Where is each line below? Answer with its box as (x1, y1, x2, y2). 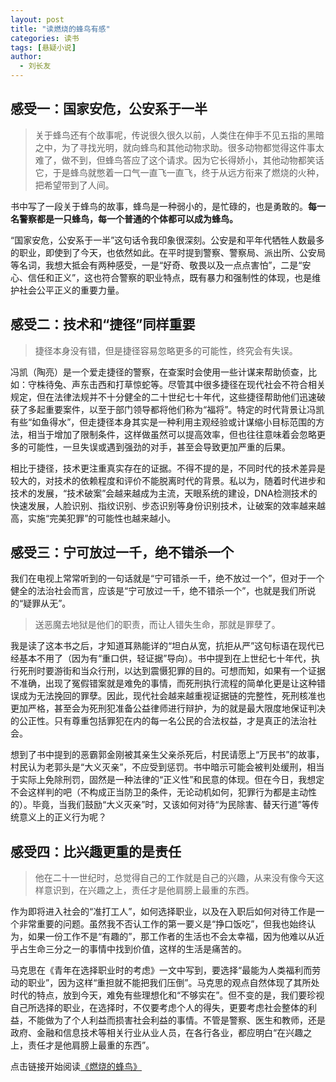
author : (10, 52, 43, 62)
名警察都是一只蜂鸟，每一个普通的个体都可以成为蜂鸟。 (10, 212, 238, 225)
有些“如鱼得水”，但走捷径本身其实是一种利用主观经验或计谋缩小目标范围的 (10, 416, 317, 428)
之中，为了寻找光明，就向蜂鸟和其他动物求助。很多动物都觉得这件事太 (34, 141, 325, 153)
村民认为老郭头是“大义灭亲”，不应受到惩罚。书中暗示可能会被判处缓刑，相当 (10, 761, 325, 773)
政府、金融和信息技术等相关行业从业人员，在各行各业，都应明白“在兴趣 (10, 1027, 304, 1039)
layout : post (10, 14, 65, 25)
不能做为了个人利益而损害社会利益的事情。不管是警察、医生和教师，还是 (27, 1014, 326, 1026)
